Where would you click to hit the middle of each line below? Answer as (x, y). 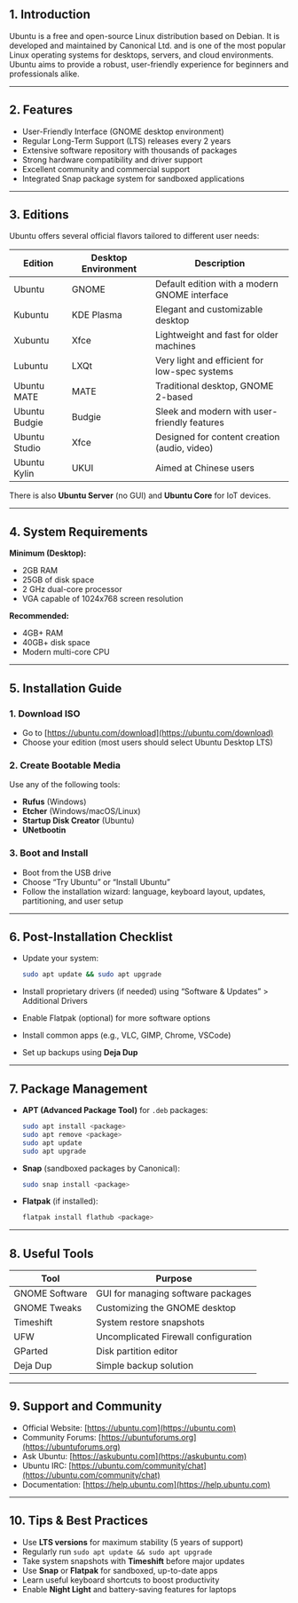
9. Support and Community (86, 1406)
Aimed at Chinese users (204, 468)
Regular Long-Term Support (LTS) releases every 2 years (126, 140)
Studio (27, 448)
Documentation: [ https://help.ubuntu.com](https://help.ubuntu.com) (146, 1484)
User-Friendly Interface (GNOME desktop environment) (123, 131)
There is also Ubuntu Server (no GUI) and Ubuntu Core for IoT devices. (140, 495)
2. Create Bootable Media (65, 765)
